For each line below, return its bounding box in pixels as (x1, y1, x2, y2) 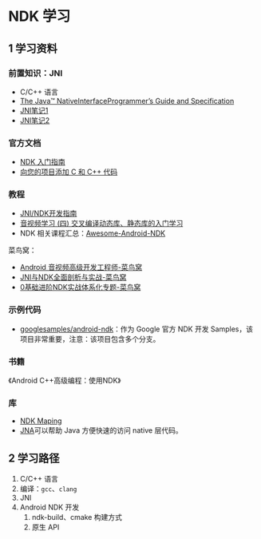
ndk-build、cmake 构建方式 (31, 513, 122, 522)
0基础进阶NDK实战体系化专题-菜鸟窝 (19, 283, 141, 292)
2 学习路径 (8, 451, 60, 465)
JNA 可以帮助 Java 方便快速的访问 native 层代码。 (19, 426, 183, 435)
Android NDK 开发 (19, 502, 80, 512)
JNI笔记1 (19, 105, 49, 115)
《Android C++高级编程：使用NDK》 (8, 376, 121, 386)
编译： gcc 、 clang (19, 484, 77, 493)
